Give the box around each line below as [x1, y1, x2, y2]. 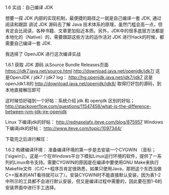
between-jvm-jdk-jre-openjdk [5, 109, 67, 114]
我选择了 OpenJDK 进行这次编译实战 [5, 51, 81, 57]
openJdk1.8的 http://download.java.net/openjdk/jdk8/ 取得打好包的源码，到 [5, 81, 161, 87]
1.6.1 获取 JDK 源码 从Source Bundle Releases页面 [5, 62, 109, 68]
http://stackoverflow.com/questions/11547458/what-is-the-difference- [5, 103, 151, 109]
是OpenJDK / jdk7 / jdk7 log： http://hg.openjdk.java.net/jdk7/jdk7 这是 [5, 75, 153, 80]
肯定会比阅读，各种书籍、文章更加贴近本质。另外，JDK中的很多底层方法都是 [5, 28, 164, 34]
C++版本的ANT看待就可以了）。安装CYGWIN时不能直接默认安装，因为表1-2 [5, 172, 161, 178]
